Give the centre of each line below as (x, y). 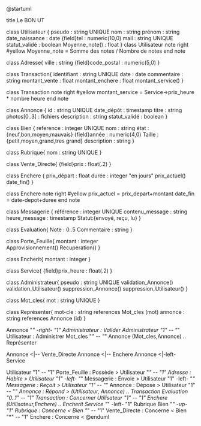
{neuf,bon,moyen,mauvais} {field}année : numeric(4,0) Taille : (82, 135)
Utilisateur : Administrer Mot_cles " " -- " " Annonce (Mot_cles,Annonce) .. (96, 336)
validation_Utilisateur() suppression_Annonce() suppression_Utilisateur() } (97, 289)
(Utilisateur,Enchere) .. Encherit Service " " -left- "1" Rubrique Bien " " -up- (97, 404)
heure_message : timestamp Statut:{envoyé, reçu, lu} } (74, 218)
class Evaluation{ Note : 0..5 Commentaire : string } (70, 229)
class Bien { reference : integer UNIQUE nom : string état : (78, 128)
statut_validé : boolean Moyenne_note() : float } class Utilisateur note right (97, 45)
